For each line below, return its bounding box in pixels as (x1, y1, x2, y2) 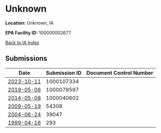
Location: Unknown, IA (5, 20, 54, 26)
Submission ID (45, 69, 82, 76)
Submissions (5, 54, 47, 63)
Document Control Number (86, 69, 153, 76)
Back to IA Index (5, 39, 40, 46)
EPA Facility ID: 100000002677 (5, 29, 71, 36)
